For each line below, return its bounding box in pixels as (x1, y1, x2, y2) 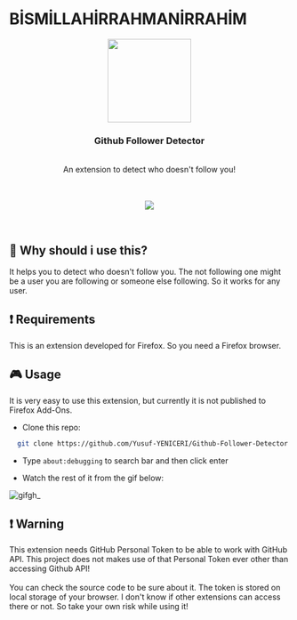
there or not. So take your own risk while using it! (9, 601, 189, 612)
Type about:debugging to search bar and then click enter (21, 455, 229, 466)
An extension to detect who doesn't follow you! (63, 165, 236, 175)
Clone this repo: (21, 422, 81, 432)
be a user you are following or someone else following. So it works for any (9, 276, 281, 286)
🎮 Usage (9, 367, 61, 382)
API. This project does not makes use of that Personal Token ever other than (9, 554, 289, 565)
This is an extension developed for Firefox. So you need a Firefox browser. (9, 340, 282, 350)
